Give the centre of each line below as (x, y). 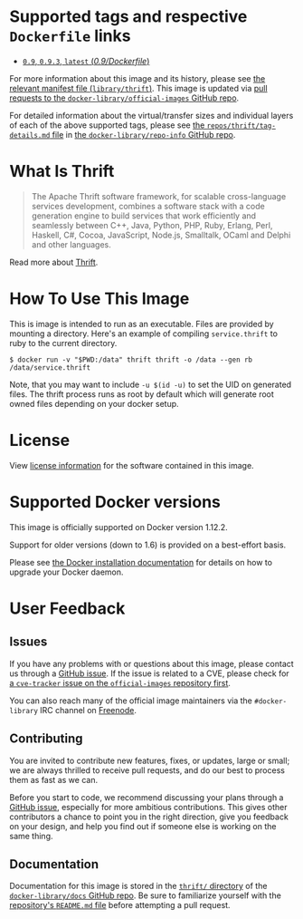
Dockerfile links (70, 36)
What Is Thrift (62, 172)
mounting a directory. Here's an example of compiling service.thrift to (144, 334)
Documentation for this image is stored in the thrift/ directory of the (138, 886)
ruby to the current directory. (63, 343)
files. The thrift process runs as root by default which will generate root (142, 394)
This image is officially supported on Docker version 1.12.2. (118, 527)
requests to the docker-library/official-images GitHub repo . (124, 98)
